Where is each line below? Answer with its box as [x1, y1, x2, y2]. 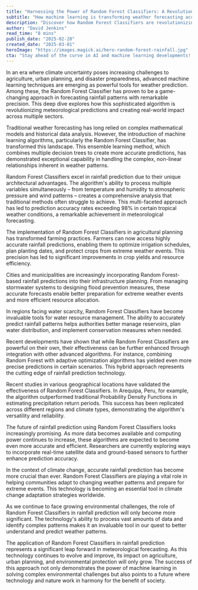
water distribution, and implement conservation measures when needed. [6, 326, 183, 333]
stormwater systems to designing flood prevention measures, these [6, 284, 170, 291]
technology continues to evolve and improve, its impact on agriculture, [6, 552, 177, 559]
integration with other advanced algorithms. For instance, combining [6, 350, 172, 358]
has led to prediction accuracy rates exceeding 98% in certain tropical [6, 204, 177, 211]
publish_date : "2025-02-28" [6, 36, 75, 42]
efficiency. [6, 260, 32, 267]
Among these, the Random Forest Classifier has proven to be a [6, 87, 159, 94]
